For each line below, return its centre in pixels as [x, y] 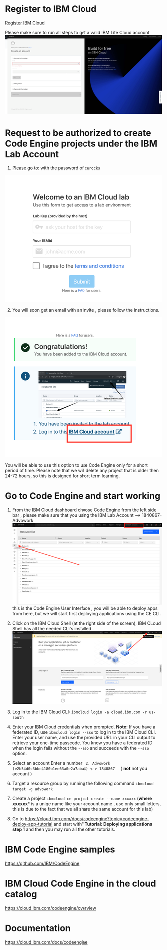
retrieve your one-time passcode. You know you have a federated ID [82, 743]
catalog [21, 894]
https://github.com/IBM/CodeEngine [42, 863]
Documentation [38, 928]
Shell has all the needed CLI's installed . [53, 629]
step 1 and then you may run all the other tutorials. [64, 829]
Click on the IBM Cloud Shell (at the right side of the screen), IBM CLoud [86, 623]
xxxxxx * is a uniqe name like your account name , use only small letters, [86, 803]
